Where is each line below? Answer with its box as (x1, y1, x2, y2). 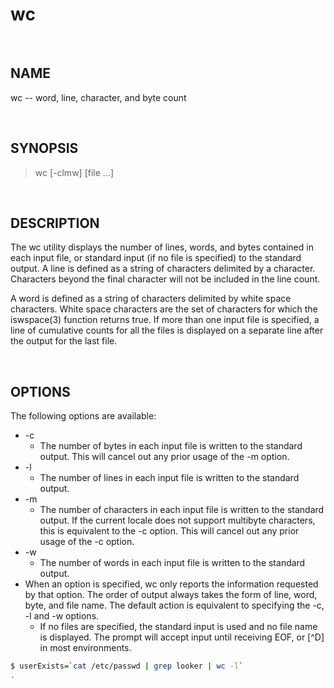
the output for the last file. (10, 335, 118, 347)
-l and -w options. (24, 610, 100, 622)
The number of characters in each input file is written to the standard (39, 504, 325, 516)
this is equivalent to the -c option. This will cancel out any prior (39, 525, 300, 537)
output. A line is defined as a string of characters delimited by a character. (10, 263, 316, 275)
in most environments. (39, 642, 132, 654)
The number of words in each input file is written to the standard (39, 557, 306, 569)
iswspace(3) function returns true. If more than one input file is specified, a (10, 314, 320, 326)
